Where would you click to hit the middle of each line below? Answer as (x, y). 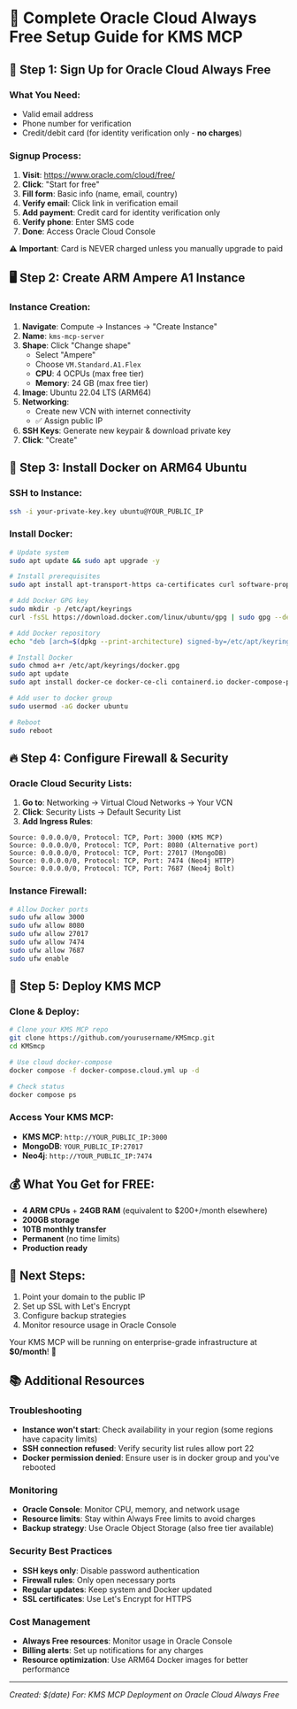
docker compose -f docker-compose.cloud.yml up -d (104, 1071)
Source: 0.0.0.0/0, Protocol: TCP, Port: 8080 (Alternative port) (134, 846)
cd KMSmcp (27, 1047)
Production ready (55, 1248)
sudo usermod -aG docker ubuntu (69, 706)
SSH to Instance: (46, 493)
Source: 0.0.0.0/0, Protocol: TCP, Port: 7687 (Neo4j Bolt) (122, 869)
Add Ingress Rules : (57, 822)
